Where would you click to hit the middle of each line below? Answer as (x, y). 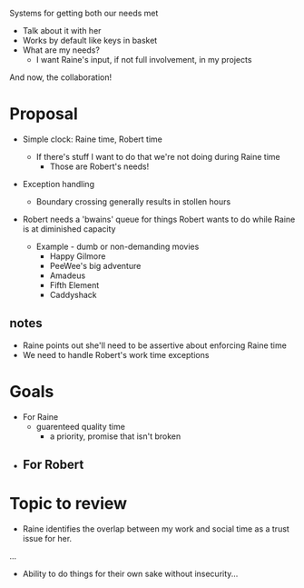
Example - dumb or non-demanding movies (118, 246)
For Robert (53, 465)
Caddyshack (73, 294)
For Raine (40, 416)
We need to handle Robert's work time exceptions (116, 354)
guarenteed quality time (80, 426)
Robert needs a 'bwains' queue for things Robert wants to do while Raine (159, 219)
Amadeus (68, 275)
